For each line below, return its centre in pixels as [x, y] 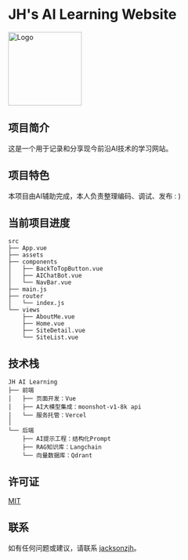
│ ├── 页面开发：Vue [42, 399]
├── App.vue [27, 249]
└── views [24, 310]
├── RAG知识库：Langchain [62, 447]
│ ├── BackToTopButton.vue [56, 269]
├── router [26, 296]
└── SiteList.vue [51, 338]
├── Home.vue [43, 324]
